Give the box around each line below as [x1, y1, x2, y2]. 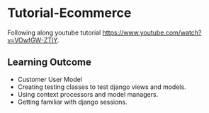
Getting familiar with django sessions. [17, 97, 128, 106]
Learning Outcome [7, 56, 92, 69]
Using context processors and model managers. [17, 90, 159, 98]
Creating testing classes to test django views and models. [17, 83, 186, 91]
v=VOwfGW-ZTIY [7, 35, 58, 44]
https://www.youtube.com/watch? [102, 28, 202, 37]
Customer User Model [17, 75, 83, 83]
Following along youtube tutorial [7, 28, 101, 37]
